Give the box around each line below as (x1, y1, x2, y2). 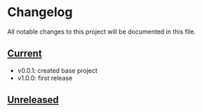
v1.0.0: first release (17, 73, 73, 82)
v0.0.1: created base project (17, 66, 98, 74)
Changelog (7, 4, 73, 20)
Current (7, 48, 42, 59)
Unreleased (7, 94, 60, 106)
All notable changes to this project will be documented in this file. (7, 27, 196, 36)
